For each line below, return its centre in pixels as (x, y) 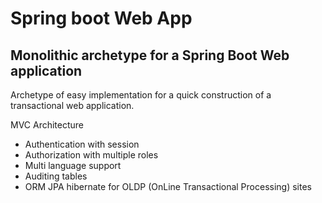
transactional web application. (72, 105)
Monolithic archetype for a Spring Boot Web (150, 55)
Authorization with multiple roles (91, 155)
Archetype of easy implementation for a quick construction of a (141, 95)
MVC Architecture (47, 125)
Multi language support (73, 165)
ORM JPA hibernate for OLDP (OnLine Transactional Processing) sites (168, 186)
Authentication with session (82, 144)
